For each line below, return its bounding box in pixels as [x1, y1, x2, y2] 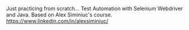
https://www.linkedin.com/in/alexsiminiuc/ [6, 18, 109, 24]
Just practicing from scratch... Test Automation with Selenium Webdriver [6, 5, 183, 12]
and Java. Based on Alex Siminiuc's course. [6, 11, 112, 18]
